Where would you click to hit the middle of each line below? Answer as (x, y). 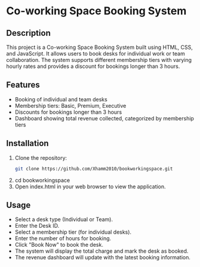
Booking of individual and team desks (61, 99)
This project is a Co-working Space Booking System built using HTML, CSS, (99, 47)
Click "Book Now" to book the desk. (59, 245)
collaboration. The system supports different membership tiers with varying (99, 60)
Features (23, 85)
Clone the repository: (41, 158)
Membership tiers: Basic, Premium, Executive (70, 105)
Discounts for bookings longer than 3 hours (68, 112)
